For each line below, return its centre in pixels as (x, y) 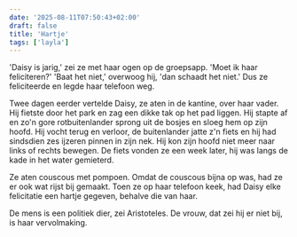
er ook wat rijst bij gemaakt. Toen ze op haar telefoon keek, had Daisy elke (145, 186)
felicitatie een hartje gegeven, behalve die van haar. (103, 196)
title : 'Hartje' (39, 34)
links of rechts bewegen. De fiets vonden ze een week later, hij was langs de (148, 151)
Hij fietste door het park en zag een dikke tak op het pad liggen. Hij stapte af (148, 113)
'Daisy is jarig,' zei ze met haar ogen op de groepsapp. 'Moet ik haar (134, 67)
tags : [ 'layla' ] (39, 42)
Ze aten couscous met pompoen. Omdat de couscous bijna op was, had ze (146, 178)
